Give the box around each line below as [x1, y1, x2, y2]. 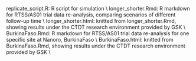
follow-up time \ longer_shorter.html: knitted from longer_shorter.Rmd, [6, 18, 177, 24]
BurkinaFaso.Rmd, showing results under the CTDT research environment [6, 42, 186, 49]
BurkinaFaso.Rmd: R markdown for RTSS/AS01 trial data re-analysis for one [6, 30, 190, 37]
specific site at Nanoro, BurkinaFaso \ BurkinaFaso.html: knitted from [6, 36, 174, 43]
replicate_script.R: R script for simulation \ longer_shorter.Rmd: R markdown [6, 5, 190, 12]
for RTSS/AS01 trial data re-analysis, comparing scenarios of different [6, 11, 176, 18]
